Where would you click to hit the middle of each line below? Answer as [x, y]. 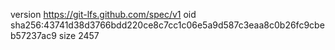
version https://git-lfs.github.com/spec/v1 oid [103, 14]
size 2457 [79, 35]
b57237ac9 [33, 35]
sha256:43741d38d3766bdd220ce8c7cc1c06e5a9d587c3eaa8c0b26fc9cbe [167, 25]
